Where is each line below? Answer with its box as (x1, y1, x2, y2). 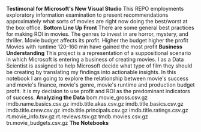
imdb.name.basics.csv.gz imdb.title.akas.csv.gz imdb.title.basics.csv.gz (6, 100, 184, 107)
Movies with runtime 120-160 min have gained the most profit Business (6, 43, 183, 50)
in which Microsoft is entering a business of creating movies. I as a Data (6, 56, 184, 63)
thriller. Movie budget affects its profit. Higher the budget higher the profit (6, 37, 188, 44)
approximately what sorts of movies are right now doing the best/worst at (6, 18, 188, 24)
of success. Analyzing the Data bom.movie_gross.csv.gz (6, 94, 148, 101)
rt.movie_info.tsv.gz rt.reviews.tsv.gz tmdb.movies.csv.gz (6, 113, 148, 120)
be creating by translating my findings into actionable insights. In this (6, 69, 176, 75)
